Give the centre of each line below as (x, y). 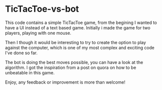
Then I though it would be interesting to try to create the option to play (76, 42)
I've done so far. (21, 53)
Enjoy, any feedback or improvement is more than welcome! (65, 82)
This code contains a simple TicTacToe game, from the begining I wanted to (81, 22)
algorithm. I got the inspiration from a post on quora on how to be (71, 67)
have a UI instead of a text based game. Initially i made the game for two (78, 27)
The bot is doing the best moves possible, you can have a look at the (74, 62)
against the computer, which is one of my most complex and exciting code (80, 47)
